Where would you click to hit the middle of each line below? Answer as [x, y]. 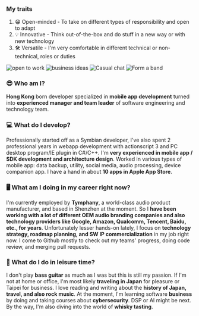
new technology [34, 41]
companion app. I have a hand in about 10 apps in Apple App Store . [89, 171]
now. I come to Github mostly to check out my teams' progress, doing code [98, 240]
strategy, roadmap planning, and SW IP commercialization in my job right [97, 234]
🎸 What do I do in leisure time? [50, 262]
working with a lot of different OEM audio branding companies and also [96, 215]
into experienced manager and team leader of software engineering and [96, 102]
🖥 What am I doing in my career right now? [68, 187]
